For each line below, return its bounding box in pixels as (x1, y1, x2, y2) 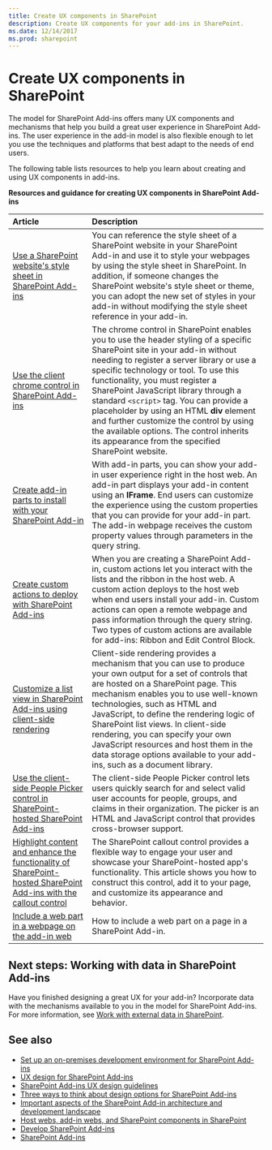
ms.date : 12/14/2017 (8, 27, 79, 35)
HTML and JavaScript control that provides (91, 813, 256, 825)
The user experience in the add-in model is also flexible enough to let (22, 131, 253, 140)
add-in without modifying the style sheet (91, 301, 248, 312)
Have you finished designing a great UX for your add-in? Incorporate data (8, 993, 254, 1002)
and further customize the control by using (91, 416, 254, 427)
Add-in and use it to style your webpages (91, 250, 250, 261)
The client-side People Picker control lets (91, 773, 250, 784)
